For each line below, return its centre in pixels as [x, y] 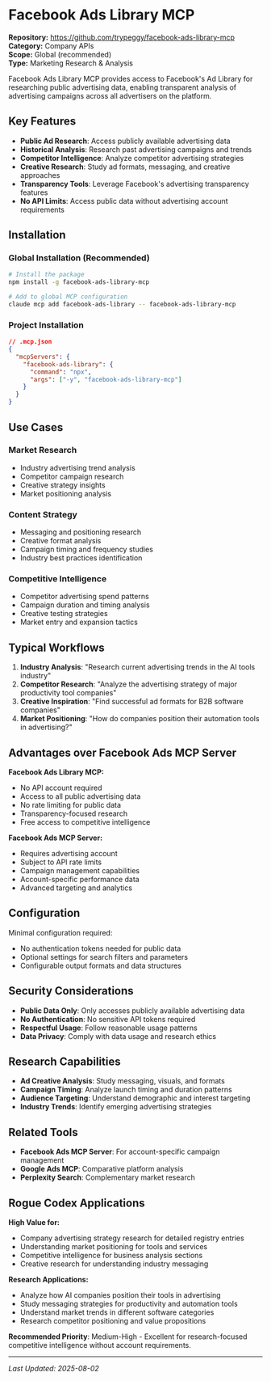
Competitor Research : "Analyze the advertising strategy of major [129, 684]
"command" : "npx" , [60, 372]
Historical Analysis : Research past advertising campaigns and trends [136, 149]
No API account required [61, 788]
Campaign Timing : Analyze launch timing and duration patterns [126, 1090]
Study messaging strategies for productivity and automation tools [129, 1304]
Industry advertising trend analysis [77, 467]
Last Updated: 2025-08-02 [54, 1369]
